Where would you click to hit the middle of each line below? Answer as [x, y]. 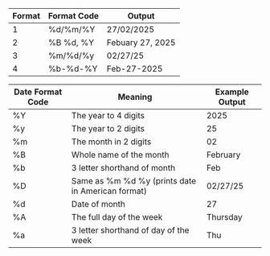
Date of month [98, 204]
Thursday [224, 217]
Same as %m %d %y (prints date [134, 181]
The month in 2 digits [111, 142]
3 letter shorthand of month [123, 168]
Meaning [135, 97]
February [223, 155]
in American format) [109, 191]
